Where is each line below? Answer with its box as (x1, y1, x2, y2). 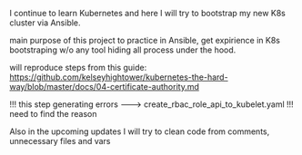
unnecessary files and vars (9, 136, 111, 146)
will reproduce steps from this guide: (9, 63, 147, 73)
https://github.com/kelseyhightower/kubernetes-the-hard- (9, 72, 229, 82)
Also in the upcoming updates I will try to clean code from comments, (9, 126, 270, 137)
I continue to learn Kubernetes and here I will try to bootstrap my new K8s (9, 8, 287, 18)
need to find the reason (9, 109, 97, 119)
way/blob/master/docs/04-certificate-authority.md (9, 82, 200, 92)
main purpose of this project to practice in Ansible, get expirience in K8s (9, 35, 280, 45)
